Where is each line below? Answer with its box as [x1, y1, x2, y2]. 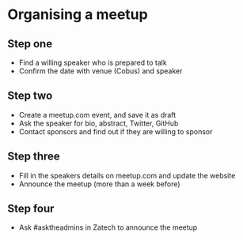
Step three [7, 150, 60, 163]
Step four [7, 202, 55, 216]
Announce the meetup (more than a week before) [18, 179, 180, 189]
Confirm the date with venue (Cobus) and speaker [18, 66, 183, 76]
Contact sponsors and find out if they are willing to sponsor [18, 126, 213, 136]
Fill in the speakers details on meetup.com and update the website [18, 171, 236, 180]
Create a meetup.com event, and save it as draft [18, 110, 177, 119]
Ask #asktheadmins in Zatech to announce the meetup [18, 223, 198, 232]
